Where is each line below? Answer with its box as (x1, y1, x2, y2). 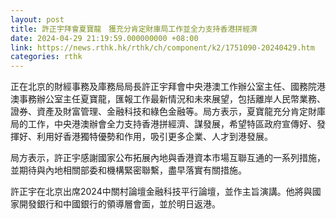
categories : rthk (10, 52, 83, 62)
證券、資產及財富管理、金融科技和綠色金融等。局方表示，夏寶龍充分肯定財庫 (10, 106, 326, 118)
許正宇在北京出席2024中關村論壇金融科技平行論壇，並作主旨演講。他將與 (10, 186, 313, 198)
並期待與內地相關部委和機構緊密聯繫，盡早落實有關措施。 (10, 164, 247, 176)
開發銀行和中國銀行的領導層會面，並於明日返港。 (18, 198, 221, 210)
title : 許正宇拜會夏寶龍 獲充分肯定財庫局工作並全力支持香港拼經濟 (10, 24, 258, 34)
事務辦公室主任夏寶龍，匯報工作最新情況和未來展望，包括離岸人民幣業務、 (18, 93, 326, 105)
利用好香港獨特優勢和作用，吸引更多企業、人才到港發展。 (36, 131, 273, 143)
